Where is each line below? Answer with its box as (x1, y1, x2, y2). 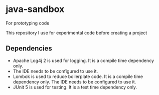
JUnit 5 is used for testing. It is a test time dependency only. (13, 84, 137, 90)
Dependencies (6, 44, 52, 53)
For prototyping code (6, 20, 50, 26)
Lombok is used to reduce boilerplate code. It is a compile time (13, 73, 143, 79)
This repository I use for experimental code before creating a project (6, 29, 147, 35)
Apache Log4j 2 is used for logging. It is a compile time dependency (13, 57, 154, 63)
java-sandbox (6, 3, 65, 15)
